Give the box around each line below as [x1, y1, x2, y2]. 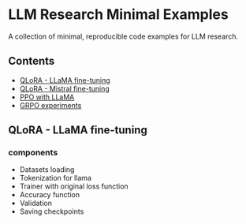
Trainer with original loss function [19, 181, 129, 191]
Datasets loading [19, 165, 75, 174]
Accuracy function [19, 190, 80, 200]
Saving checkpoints [19, 207, 84, 216]
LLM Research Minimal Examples [8, 6, 229, 24]
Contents [8, 54, 55, 68]
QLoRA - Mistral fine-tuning [19, 84, 110, 93]
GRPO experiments [19, 100, 82, 110]
